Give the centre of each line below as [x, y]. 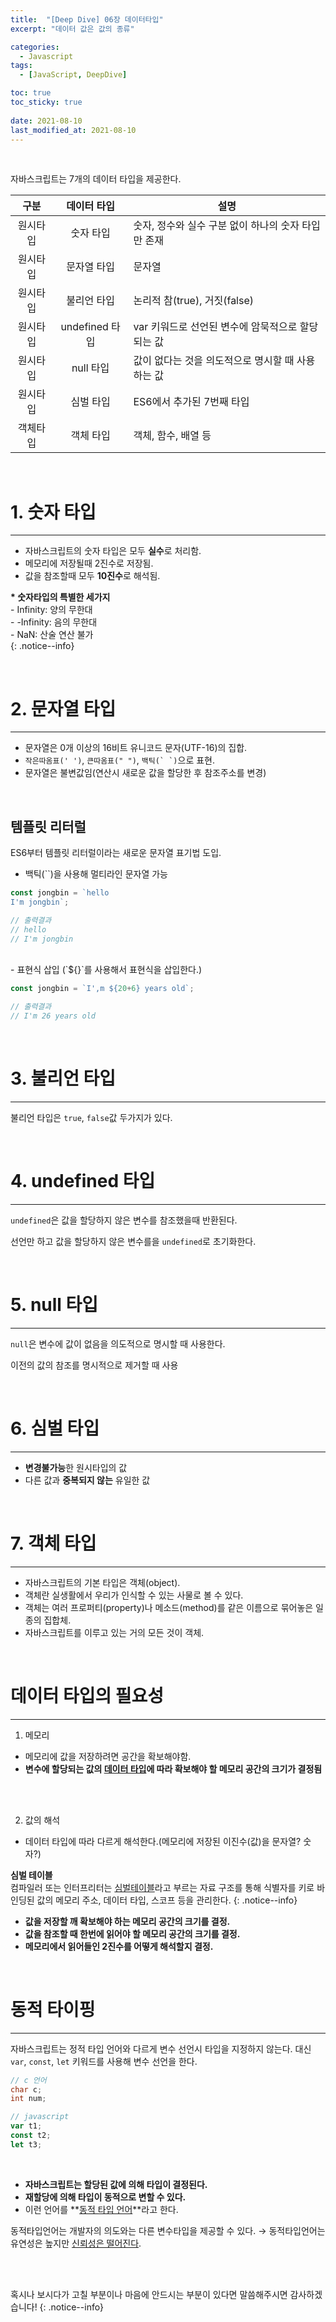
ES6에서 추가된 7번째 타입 [191, 402]
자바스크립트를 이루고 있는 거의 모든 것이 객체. [114, 1632]
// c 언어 [28, 2080]
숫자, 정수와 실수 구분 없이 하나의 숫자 [216, 226]
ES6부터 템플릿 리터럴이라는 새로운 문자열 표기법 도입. [116, 853]
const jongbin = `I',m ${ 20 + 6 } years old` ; [102, 989]
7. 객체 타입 [53, 1543]
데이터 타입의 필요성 [87, 1695]
